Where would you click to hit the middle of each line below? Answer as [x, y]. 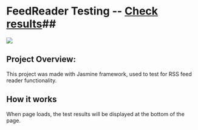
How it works [32, 99]
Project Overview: [41, 60]
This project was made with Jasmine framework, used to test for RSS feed [99, 74]
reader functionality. [32, 80]
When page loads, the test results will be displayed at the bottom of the [96, 114]
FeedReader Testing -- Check [82, 11]
